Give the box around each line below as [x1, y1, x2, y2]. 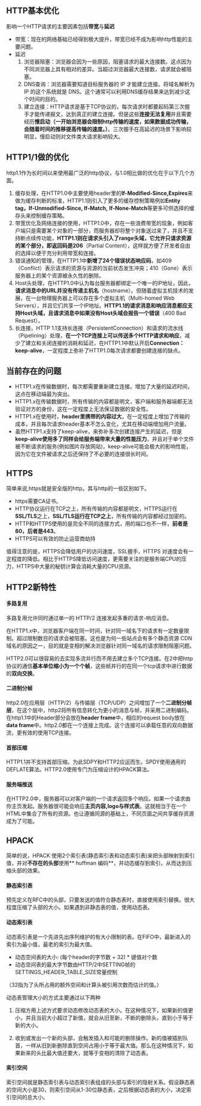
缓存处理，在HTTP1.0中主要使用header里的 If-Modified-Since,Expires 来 [14, 189, 193, 197]
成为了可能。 [6, 818, 38, 825]
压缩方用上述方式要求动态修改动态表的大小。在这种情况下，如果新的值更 [14, 1006, 193, 1014]
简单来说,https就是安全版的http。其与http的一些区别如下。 [6, 485, 150, 492]
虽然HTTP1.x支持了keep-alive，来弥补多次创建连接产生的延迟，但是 [14, 428, 182, 435]
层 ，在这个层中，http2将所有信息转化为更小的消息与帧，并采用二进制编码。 [6, 707, 193, 714]
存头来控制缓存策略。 [14, 212, 68, 219]
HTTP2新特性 [6, 582, 57, 592]
